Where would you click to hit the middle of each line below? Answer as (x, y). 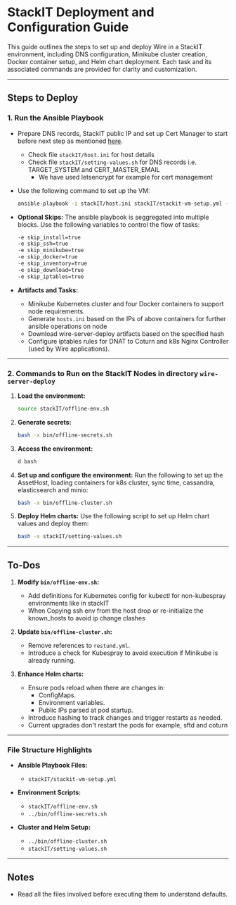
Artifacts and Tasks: (48, 290)
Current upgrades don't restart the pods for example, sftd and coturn (128, 725)
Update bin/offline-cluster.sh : (65, 632)
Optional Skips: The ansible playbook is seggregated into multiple (113, 217)
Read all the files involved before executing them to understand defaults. (123, 894)
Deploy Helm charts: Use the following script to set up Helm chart (113, 516)
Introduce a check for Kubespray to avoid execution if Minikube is (123, 653)
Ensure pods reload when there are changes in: (96, 688)
